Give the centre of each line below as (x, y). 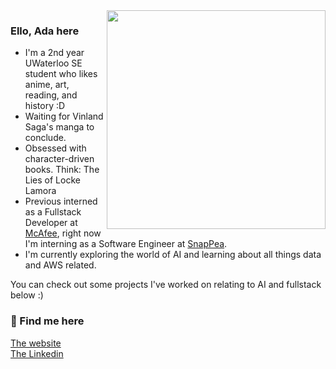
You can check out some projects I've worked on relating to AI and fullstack (166, 285)
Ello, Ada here (45, 31)
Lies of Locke (52, 180)
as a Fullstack (53, 212)
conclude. (45, 138)
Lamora (40, 191)
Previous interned (61, 201)
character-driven (59, 159)
